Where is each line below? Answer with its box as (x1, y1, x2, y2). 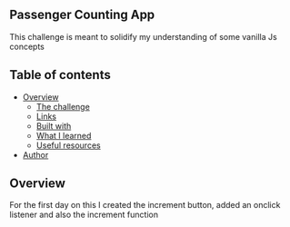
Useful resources (35, 140, 102, 151)
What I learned (35, 130, 92, 141)
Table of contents (9, 67, 111, 83)
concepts (9, 41, 45, 52)
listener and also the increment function (9, 209, 159, 221)
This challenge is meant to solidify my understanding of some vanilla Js (9, 31, 277, 42)
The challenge (35, 101, 91, 112)
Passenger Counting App (9, 7, 155, 23)
